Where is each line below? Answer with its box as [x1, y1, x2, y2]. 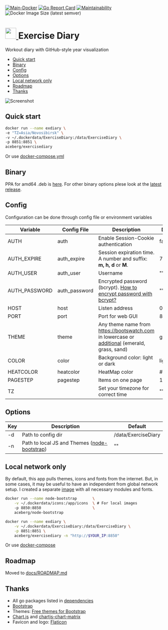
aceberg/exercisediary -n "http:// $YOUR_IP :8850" [14, 533, 120, 538]
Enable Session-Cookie [98, 234, 154, 241]
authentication [98, 241, 132, 248]
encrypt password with [98, 290, 152, 297]
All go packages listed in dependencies [12, 598, 93, 603]
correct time [98, 391, 127, 398]
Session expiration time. [98, 249, 155, 256]
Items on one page [98, 376, 142, 383]
